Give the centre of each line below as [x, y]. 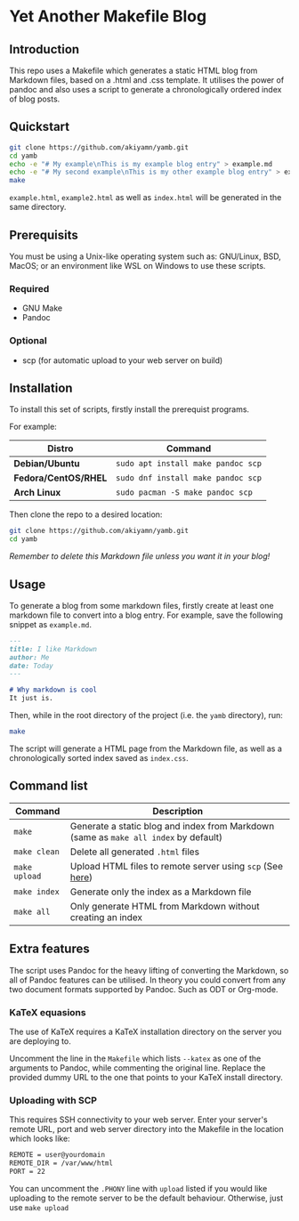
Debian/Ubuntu [47, 464]
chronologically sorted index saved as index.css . [99, 757]
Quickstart [40, 127]
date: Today [31, 666]
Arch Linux [37, 493]
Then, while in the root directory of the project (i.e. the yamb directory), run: [146, 716]
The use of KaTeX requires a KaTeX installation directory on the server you [145, 1031]
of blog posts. [35, 99]
